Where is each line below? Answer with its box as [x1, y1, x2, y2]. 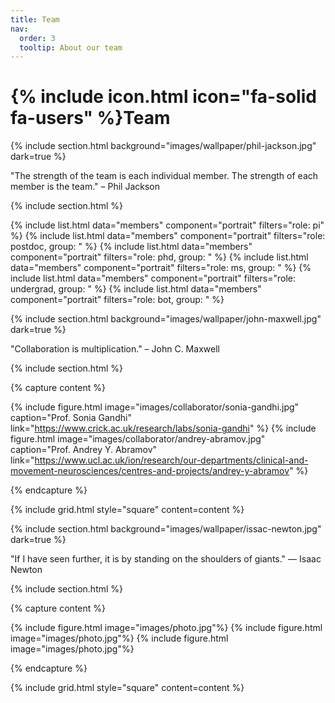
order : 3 [19, 33, 56, 43]
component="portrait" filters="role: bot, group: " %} [10, 294, 225, 306]
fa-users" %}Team [10, 107, 171, 130]
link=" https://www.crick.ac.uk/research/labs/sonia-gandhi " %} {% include [10, 422, 317, 435]
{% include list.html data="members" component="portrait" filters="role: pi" [10, 219, 325, 231]
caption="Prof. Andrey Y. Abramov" [10, 444, 158, 456]
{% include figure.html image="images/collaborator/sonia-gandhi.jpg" [10, 401, 300, 413]
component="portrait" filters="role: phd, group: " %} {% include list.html [10, 251, 309, 263]
